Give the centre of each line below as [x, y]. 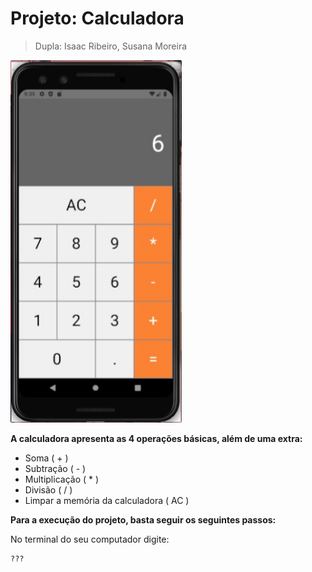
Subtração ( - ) [55, 468]
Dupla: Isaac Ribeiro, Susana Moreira [111, 46]
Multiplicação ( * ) [62, 479]
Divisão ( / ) [48, 489]
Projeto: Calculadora [97, 18]
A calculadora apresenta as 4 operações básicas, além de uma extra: [156, 438]
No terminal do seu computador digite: [90, 539]
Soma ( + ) [46, 458]
